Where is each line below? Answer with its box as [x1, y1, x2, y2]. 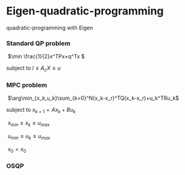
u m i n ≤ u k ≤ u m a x [7, 132, 51, 141]
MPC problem [6, 81, 47, 89]
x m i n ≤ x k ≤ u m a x [7, 119, 50, 127]
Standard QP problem [6, 39, 71, 48]
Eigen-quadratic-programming [6, 4, 164, 18]
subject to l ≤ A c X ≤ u [6, 64, 61, 73]
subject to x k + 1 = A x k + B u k [6, 106, 76, 115]
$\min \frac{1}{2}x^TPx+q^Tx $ [7, 53, 85, 60]
